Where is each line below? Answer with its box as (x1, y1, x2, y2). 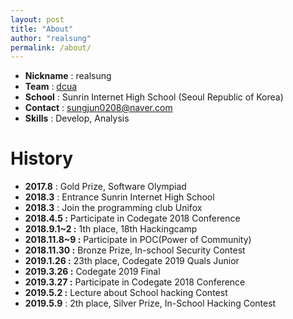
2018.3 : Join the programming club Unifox (24, 202, 203, 214)
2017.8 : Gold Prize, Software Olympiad (24, 181, 187, 193)
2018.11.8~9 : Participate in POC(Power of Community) (24, 234, 252, 246)
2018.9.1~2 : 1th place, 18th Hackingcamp (24, 223, 198, 235)
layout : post (10, 14, 65, 25)
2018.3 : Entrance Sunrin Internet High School (24, 191, 215, 203)
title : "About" (10, 24, 74, 34)
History (10, 147, 74, 170)
